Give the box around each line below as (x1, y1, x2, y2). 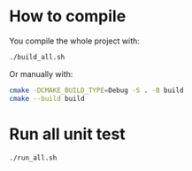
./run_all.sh (9, 153, 58, 162)
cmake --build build (9, 94, 86, 103)
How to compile (9, 6, 127, 27)
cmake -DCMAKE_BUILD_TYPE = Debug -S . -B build (9, 86, 184, 95)
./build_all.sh (9, 52, 65, 61)
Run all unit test (9, 124, 126, 144)
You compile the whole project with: (9, 35, 140, 46)
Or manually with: (9, 68, 73, 79)
